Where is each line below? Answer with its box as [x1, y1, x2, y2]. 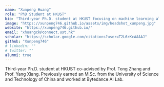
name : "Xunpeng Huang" [5, 7, 51, 12]
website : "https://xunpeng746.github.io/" [5, 25, 93, 30]
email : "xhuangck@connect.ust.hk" [5, 30, 76, 35]
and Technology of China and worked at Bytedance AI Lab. [5, 76, 123, 82]
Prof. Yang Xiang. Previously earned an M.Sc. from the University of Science [5, 71, 159, 77]
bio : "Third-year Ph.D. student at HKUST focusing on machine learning [5, 16, 154, 21]
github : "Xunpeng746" [5, 39, 49, 44]
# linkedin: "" [5, 43, 36, 48]
